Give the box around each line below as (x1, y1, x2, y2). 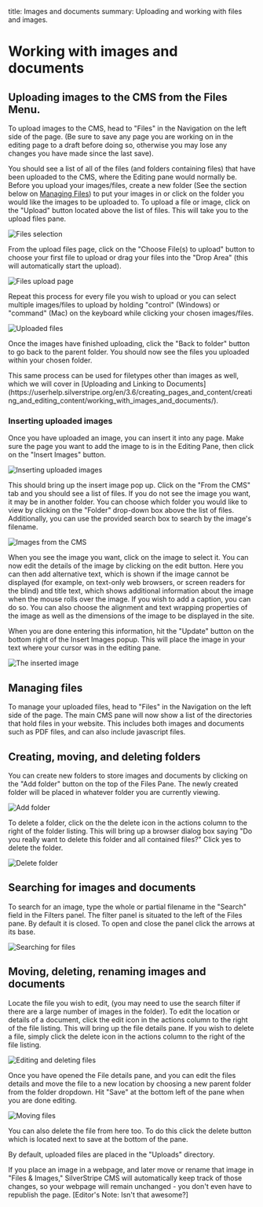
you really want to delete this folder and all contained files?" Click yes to (8, 834, 242, 844)
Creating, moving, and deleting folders (8, 750, 201, 764)
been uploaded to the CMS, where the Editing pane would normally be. (8, 172, 238, 182)
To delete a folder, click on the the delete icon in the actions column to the (8, 818, 248, 827)
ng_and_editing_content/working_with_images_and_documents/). (8, 396, 218, 405)
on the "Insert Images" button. (8, 450, 106, 459)
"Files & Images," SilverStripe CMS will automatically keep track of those (8, 1173, 243, 1183)
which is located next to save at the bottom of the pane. (8, 1134, 188, 1143)
